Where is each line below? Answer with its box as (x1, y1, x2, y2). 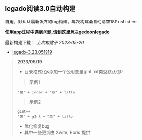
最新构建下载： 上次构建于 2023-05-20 (5, 39, 84, 45)
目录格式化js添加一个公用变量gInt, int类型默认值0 (24, 69, 123, 74)
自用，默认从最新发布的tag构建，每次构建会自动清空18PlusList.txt (5, 19, 137, 24)
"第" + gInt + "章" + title (17, 114, 73, 119)
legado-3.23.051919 (12, 49, 52, 55)
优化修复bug (24, 123, 50, 129)
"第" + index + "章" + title (17, 90, 75, 94)
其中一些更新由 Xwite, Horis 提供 (24, 129, 91, 135)
